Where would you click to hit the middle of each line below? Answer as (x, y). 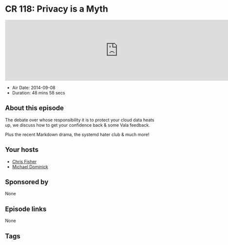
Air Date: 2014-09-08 (34, 87)
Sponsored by (27, 182)
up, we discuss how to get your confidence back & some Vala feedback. (77, 125)
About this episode (35, 108)
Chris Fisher (24, 161)
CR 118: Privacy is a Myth (57, 9)
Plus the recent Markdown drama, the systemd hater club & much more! (77, 134)
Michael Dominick (30, 167)
